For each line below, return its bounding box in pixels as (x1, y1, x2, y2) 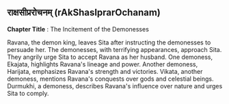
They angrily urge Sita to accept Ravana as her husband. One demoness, (7, 53, 213, 61)
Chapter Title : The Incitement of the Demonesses (7, 25, 149, 33)
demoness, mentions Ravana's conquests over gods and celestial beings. (7, 75, 214, 83)
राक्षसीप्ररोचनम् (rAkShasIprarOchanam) (7, 7, 161, 18)
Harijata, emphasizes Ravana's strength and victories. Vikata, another (7, 67, 203, 75)
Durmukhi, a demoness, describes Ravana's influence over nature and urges (7, 81, 223, 90)
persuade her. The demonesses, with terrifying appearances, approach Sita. (7, 45, 222, 53)
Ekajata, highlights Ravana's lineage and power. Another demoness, (7, 60, 198, 68)
